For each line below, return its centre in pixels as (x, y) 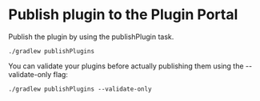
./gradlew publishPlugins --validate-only (80, 89)
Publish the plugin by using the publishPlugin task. (91, 37)
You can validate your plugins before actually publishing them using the (126, 66)
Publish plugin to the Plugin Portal (123, 15)
